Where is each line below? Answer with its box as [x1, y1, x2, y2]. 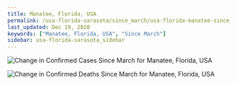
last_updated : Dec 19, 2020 [7, 23, 91, 30]
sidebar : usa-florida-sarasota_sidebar [7, 37, 125, 44]
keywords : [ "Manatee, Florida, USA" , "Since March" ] [7, 30, 166, 38]
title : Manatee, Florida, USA [7, 10, 97, 18]
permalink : [7, 17, 40, 24]
